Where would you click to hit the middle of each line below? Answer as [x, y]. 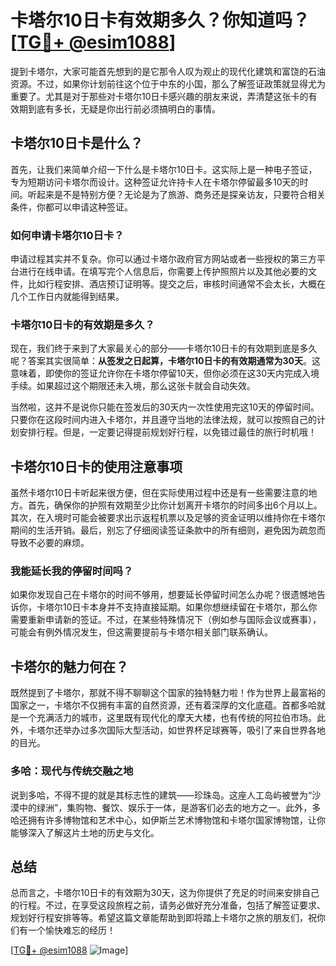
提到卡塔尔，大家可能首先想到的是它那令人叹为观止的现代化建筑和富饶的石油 [168, 71]
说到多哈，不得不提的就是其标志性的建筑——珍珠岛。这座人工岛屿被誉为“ [161, 795]
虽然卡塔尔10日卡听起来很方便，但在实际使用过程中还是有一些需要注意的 [159, 493]
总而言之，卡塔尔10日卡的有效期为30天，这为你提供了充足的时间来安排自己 [165, 893]
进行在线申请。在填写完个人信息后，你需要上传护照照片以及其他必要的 [163, 272]
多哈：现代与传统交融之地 [72, 771]
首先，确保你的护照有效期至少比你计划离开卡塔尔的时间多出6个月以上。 [175, 505]
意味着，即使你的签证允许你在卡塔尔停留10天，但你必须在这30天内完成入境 [165, 373]
